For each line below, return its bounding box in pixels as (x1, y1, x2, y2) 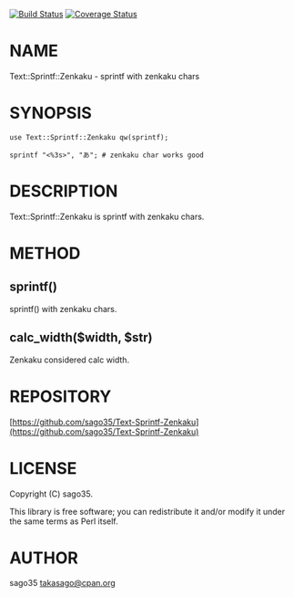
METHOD (9, 243, 81, 264)
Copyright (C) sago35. (9, 488, 94, 499)
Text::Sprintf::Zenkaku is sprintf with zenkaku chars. (9, 211, 205, 222)
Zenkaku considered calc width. (9, 354, 130, 365)
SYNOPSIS (9, 103, 93, 123)
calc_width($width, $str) (9, 330, 153, 346)
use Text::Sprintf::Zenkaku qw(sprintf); (9, 132, 169, 141)
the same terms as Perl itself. (9, 516, 118, 527)
